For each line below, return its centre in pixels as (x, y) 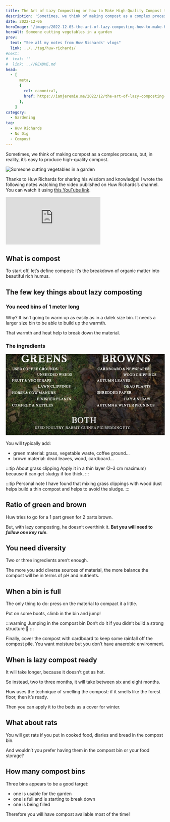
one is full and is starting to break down (54, 799)
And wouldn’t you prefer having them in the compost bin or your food (78, 750)
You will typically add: (28, 443)
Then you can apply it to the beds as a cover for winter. (63, 707)
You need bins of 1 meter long (43, 307)
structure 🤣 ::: (20, 629)
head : (11, 69)
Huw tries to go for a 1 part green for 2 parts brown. (59, 517)
